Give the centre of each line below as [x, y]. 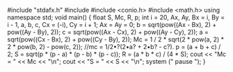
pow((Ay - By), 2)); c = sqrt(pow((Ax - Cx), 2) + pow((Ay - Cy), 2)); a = [108, 32]
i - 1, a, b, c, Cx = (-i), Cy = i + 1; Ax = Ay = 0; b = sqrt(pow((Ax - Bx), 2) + [112, 25]
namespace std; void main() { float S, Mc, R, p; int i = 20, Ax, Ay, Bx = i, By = [116, 17]
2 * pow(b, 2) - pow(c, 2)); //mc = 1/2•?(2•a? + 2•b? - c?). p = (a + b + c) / [114, 47]
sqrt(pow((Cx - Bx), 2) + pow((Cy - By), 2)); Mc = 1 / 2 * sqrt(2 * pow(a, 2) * [116, 39]
